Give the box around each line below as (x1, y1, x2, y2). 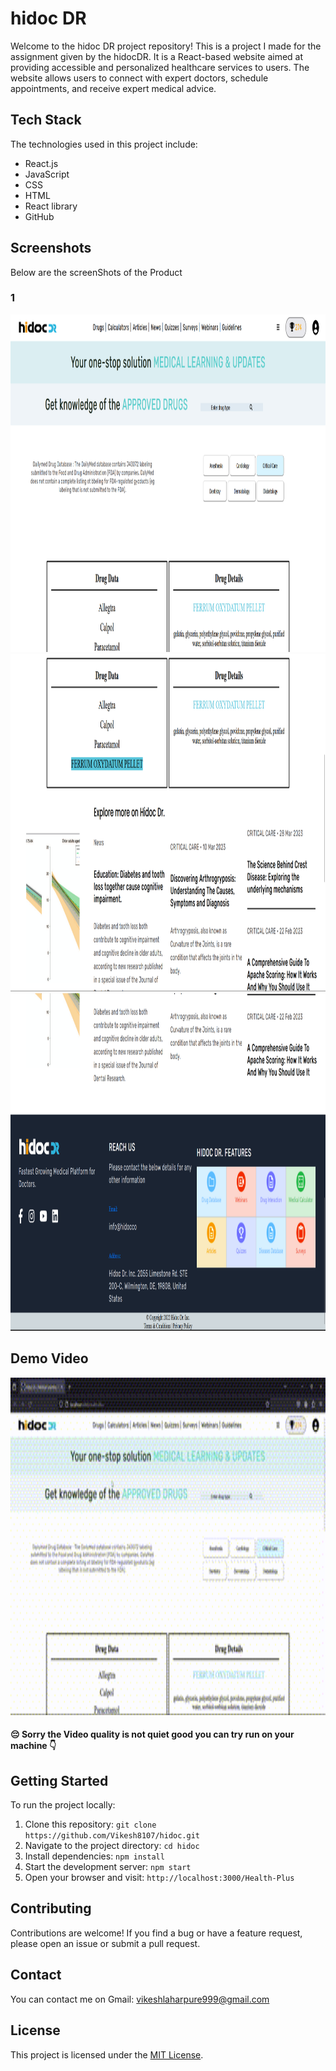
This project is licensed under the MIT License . (10, 2048, 204, 2061)
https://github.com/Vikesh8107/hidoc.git (24, 1831, 200, 1841)
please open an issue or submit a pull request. (10, 1937, 201, 1949)
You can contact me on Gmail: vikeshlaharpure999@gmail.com (10, 1993, 270, 2005)
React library (24, 200, 78, 212)
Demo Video (10, 1350, 89, 1367)
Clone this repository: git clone (24, 1818, 157, 1831)
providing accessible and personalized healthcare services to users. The (10, 61, 310, 73)
